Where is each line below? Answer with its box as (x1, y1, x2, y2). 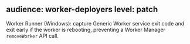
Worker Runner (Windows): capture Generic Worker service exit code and (6, 20, 185, 27)
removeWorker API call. (6, 32, 59, 39)
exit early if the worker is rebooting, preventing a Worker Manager (6, 26, 166, 33)
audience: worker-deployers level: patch (6, 5, 158, 14)
